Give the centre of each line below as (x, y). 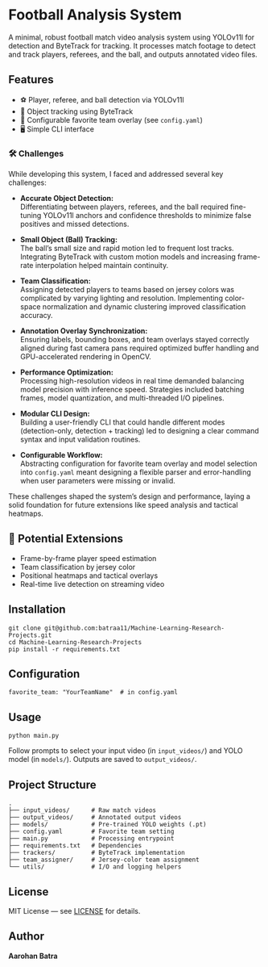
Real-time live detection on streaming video (92, 584)
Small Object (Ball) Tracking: (69, 240)
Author (26, 937)
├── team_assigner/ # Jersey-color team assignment (104, 860)
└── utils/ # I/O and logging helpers (95, 867)
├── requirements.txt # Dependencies (75, 846)
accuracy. (37, 316)
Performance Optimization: (67, 372)
